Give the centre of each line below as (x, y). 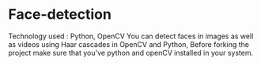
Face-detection (60, 14)
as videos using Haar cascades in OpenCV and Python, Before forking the (129, 44)
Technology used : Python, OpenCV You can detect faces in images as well (131, 36)
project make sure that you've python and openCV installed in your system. (131, 52)
